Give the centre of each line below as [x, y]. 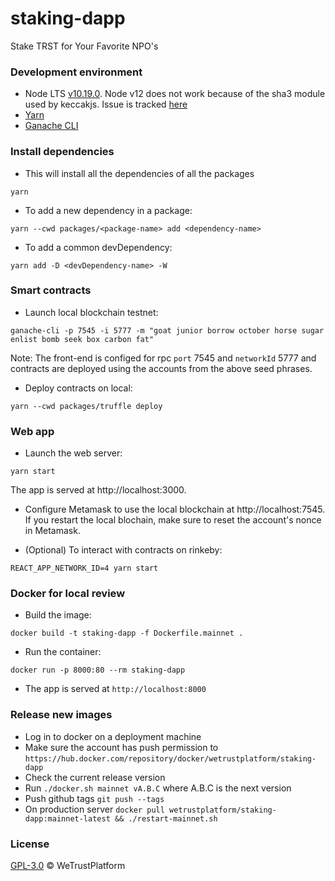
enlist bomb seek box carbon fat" [82, 339]
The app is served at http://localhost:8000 [115, 689]
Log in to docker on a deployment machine [113, 736]
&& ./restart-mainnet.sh [166, 818]
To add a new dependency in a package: [108, 210]
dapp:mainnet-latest [67, 818]
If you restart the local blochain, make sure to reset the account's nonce [173, 520]
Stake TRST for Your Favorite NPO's [84, 46]
